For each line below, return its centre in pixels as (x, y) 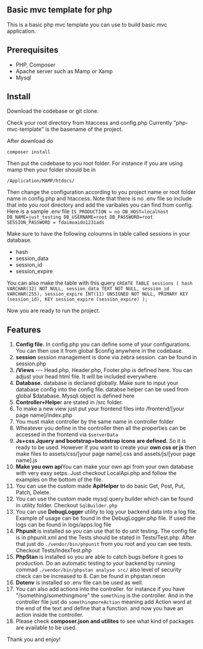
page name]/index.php (44, 415)
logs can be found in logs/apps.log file (63, 525)
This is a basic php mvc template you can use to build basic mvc (87, 24)
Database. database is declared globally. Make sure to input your (97, 383)
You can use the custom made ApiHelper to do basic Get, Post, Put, (100, 486)
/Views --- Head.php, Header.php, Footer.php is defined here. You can (104, 370)
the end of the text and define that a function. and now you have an (99, 608)
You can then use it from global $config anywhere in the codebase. (99, 351)
